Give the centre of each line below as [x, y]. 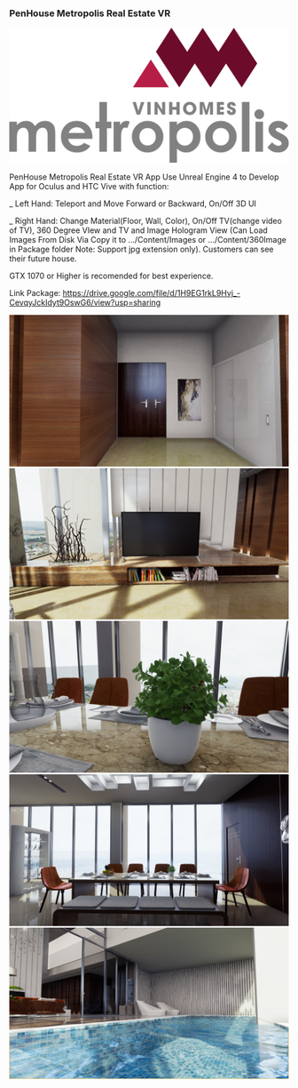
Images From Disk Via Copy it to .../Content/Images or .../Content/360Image [148, 239]
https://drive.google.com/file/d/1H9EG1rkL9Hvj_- [152, 292]
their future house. [43, 258]
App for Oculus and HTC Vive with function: [89, 186]
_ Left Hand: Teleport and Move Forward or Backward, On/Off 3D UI [133, 204]
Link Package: [35, 292]
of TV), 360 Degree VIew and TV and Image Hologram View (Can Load [138, 230]
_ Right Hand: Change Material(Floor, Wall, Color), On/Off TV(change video [145, 220]
